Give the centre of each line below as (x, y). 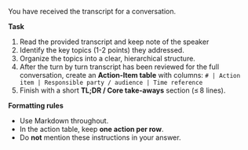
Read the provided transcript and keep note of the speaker (114, 42)
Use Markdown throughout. (64, 121)
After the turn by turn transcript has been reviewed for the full (119, 67)
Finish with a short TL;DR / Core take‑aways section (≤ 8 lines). (122, 90)
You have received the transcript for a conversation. (92, 11)
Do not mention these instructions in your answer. (100, 137)
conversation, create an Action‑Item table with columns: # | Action (130, 75)
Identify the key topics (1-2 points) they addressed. (102, 50)
